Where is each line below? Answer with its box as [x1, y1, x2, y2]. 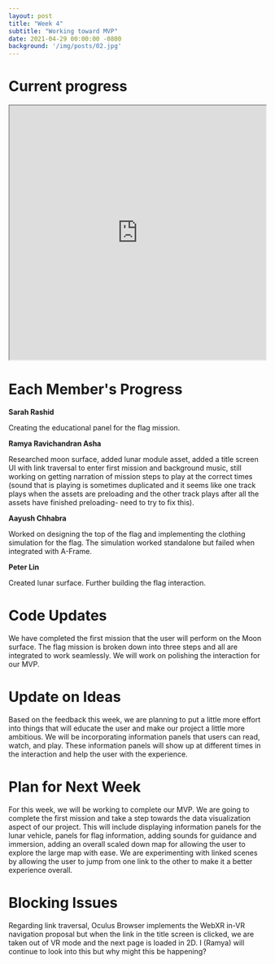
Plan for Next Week [8, 778, 142, 796]
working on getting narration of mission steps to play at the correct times [8, 472, 253, 481]
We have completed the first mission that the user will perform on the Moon [8, 633, 262, 643]
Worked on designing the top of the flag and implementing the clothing [8, 530, 246, 539]
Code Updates [8, 607, 107, 625]
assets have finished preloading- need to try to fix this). [8, 498, 194, 507]
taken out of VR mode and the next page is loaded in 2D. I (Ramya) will [8, 937, 245, 948]
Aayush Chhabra [8, 513, 67, 523]
